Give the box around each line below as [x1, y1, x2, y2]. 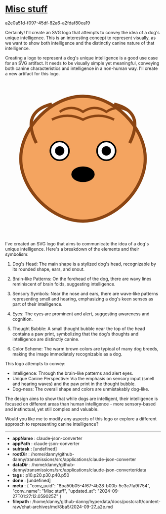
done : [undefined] [12, 477, 51, 483]
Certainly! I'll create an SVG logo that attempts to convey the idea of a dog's [5, 29, 160, 35]
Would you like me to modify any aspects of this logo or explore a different [5, 415, 157, 422]
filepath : [12, 498, 32, 504]
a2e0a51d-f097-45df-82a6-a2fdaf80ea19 [5, 20, 90, 26]
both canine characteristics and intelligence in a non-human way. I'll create [5, 65, 158, 71]
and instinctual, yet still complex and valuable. [5, 406, 99, 412]
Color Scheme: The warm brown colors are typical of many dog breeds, [12, 345, 159, 351]
